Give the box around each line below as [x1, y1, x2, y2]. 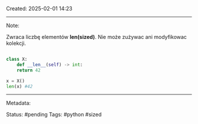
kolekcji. [6, 40, 27, 47]
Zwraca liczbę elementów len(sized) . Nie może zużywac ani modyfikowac [6, 34, 187, 40]
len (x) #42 [6, 83, 33, 89]
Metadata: [6, 100, 31, 107]
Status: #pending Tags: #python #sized [6, 111, 102, 118]
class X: [6, 56, 28, 62]
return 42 [16, 67, 41, 73]
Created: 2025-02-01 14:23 [6, 5, 72, 12]
